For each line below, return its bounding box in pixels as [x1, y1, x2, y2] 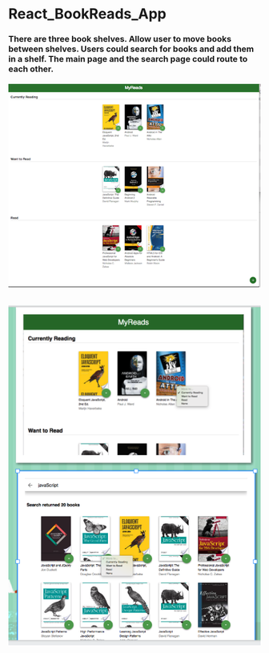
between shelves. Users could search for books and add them [8, 43, 255, 54]
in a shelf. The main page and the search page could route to [8, 54, 248, 65]
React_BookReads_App [8, 5, 167, 23]
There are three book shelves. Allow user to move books [8, 34, 232, 45]
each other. [8, 63, 54, 75]
